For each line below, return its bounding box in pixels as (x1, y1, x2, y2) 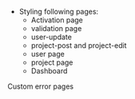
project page (30, 57, 73, 67)
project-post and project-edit (30, 41, 127, 50)
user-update (30, 32, 73, 42)
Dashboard (30, 66, 68, 75)
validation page (30, 24, 82, 33)
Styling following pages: (18, 7, 99, 16)
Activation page (30, 15, 83, 25)
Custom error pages (7, 81, 73, 91)
